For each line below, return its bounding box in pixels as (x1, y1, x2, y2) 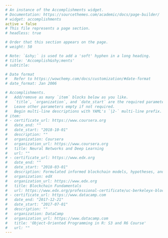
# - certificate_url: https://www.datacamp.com (5, 192, 106, 198)
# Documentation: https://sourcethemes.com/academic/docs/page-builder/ (5, 12, 160, 17)
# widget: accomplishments (5, 17, 61, 22)
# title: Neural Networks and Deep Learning (5, 146, 104, 151)
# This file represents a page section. (5, 26, 91, 31)
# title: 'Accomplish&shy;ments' (5, 58, 75, 63)
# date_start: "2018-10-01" (5, 127, 68, 133)
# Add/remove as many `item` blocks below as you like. (5, 95, 128, 100)
